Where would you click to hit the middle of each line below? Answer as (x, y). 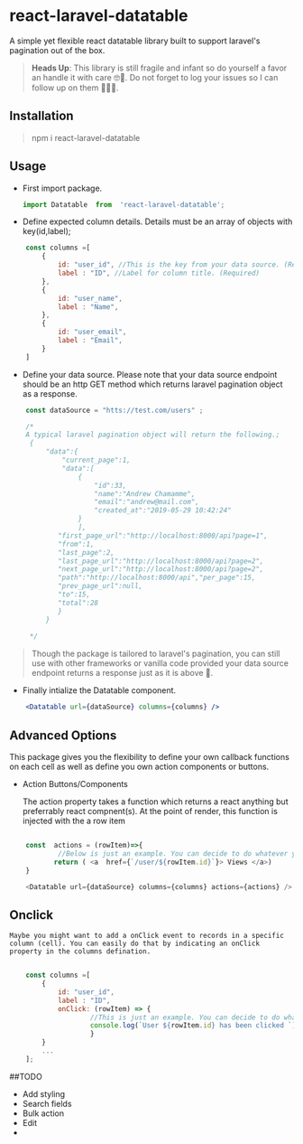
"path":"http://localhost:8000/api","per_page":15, (156, 578)
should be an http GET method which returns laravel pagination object (152, 384)
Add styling (44, 1093)
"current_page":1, (96, 460)
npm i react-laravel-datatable (86, 137)
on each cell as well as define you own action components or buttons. (139, 766)
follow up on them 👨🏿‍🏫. (75, 88)
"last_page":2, (86, 552)
